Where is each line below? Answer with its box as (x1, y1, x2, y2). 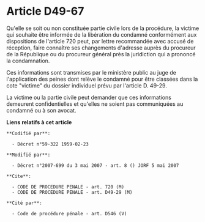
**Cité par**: (6, 200, 43, 206)
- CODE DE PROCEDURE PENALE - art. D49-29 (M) (12, 189, 133, 195)
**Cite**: (6, 173, 32, 179)
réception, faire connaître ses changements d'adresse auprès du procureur (6, 44, 196, 51)
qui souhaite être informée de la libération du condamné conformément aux (6, 31, 197, 38)
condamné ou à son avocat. (6, 106, 76, 114)
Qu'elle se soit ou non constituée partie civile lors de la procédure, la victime (6, 24, 199, 32)
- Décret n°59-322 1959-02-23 (12, 141, 89, 147)
